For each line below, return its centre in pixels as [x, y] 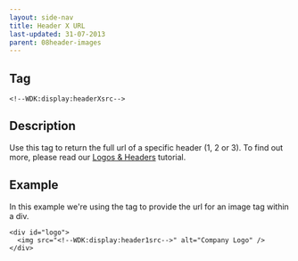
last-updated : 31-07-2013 [57, 34]
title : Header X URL [48, 26]
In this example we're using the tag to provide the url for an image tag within [149, 207]
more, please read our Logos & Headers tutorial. [98, 157]
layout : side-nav [41, 17]
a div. [19, 216]
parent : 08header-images [55, 42]
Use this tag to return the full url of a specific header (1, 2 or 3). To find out [146, 147]
